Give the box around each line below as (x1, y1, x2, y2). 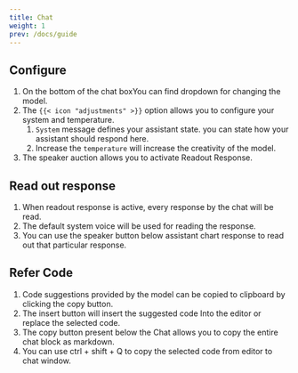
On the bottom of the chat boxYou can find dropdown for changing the (21, 86, 281, 97)
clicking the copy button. (21, 298, 114, 309)
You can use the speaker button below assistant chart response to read (21, 231, 285, 240)
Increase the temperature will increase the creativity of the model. (35, 143, 277, 154)
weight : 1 (9, 21, 46, 30)
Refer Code (9, 265, 74, 280)
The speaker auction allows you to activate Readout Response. (21, 152, 254, 163)
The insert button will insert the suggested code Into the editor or (21, 308, 262, 319)
